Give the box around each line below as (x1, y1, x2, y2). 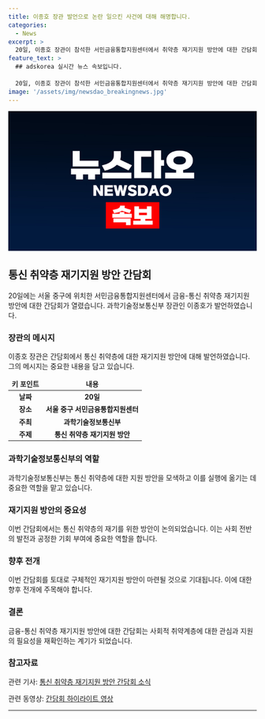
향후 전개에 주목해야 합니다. (8, 585, 93, 594)
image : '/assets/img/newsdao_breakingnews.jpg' (8, 88, 168, 96)
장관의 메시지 (8, 332, 55, 343)
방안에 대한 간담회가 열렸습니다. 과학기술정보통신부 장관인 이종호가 (8, 300, 213, 310)
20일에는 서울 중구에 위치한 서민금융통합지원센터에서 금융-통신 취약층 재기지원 (8, 291, 250, 300)
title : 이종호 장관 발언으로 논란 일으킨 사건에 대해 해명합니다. (8, 13, 191, 21)
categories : (8, 21, 47, 29)
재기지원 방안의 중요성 (8, 504, 87, 515)
